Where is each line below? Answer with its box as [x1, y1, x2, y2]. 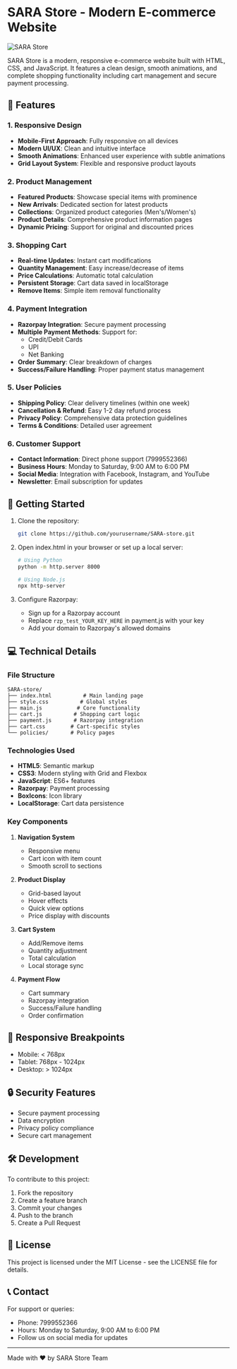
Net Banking [28, 350, 65, 359]
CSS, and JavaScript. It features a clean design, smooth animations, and [7, 64, 217, 72]
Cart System [17, 925, 56, 933]
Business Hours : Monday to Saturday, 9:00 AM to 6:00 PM [17, 462, 190, 471]
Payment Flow [17, 975, 61, 984]
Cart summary [28, 988, 71, 997]
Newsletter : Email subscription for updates [17, 477, 143, 486]
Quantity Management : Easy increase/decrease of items [17, 264, 184, 273]
